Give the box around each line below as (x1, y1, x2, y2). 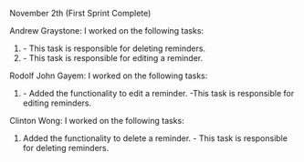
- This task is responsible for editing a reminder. (22, 53, 204, 63)
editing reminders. (22, 97, 92, 108)
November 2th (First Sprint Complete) (9, 8, 152, 18)
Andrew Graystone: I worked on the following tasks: (9, 25, 204, 35)
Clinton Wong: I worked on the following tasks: (9, 116, 184, 126)
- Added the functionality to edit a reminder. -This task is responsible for (22, 88, 295, 98)
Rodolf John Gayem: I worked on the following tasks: (9, 70, 208, 81)
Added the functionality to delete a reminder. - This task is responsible (22, 133, 288, 144)
